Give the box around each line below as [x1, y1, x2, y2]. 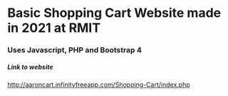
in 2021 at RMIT [7, 20, 101, 36]
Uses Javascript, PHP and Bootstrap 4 [7, 45, 142, 55]
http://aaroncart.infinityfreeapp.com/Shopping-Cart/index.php [7, 80, 190, 89]
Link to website [7, 62, 53, 71]
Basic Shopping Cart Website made [7, 5, 222, 21]
